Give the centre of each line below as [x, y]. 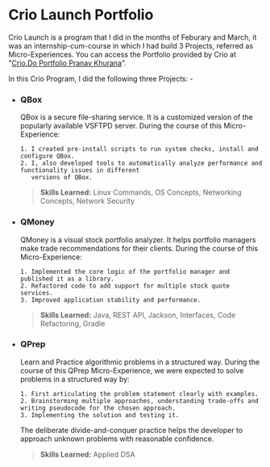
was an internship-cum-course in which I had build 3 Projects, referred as [131, 45]
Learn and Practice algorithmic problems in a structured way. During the [140, 362]
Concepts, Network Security [87, 201]
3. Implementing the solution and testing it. [100, 415]
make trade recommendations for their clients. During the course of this [139, 248]
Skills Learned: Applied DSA [87, 454]
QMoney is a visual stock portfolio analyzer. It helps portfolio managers [138, 239]
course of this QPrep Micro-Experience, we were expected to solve [132, 370]
